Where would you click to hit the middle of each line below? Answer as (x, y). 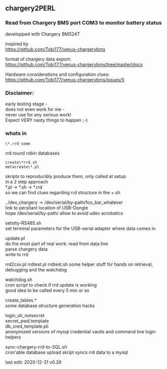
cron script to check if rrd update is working (51, 285)
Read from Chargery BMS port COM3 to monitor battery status (83, 23)
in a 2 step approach (27, 182)
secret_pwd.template (27, 321)
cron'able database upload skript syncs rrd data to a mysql (67, 352)
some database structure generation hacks (50, 306)
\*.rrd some (18, 144)
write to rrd (17, 255)
